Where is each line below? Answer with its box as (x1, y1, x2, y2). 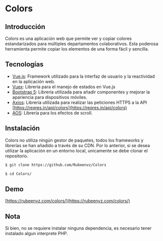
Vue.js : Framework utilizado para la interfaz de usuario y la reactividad (12, 73, 155, 79)
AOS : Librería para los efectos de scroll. (12, 110, 93, 116)
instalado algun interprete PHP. (5, 231, 68, 236)
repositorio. (5, 153, 28, 159)
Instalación (5, 124, 40, 133)
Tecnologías (5, 60, 44, 69)
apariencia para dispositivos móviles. (12, 94, 87, 100)
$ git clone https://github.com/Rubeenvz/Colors (5, 162, 107, 167)
